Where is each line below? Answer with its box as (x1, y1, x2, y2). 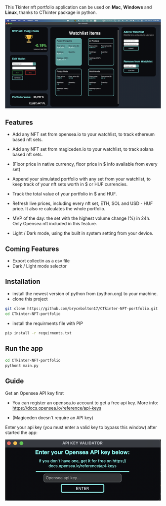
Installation (5, 277, 41, 286)
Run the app (5, 344, 43, 353)
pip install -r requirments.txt (5, 330, 72, 335)
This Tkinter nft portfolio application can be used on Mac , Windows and (5, 4, 152, 10)
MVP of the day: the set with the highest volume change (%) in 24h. (12, 215, 151, 221)
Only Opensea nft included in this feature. (12, 221, 97, 227)
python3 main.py (5, 363, 39, 369)
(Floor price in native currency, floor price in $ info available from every (12, 161, 158, 167)
